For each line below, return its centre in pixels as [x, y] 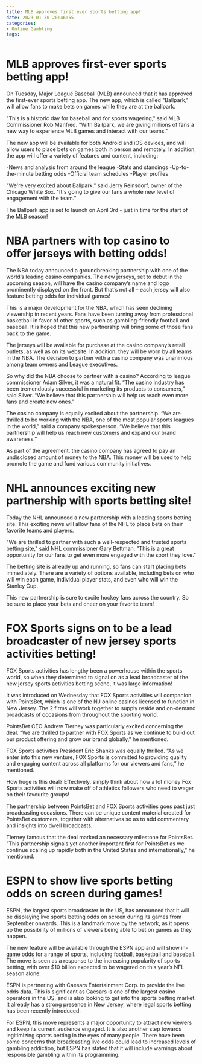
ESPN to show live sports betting [90, 881]
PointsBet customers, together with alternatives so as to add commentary [98, 819]
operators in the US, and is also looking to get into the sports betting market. [101, 998]
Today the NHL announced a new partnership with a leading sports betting [99, 518]
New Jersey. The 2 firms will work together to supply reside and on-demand [101, 708]
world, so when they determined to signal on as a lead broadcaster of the [97, 677]
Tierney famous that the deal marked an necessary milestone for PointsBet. [100, 837]
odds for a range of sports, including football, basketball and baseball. [109, 954]
